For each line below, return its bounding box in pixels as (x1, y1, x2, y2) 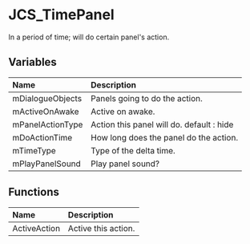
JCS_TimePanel (8, 6, 115, 24)
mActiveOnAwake (12, 106, 79, 117)
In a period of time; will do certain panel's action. (8, 32, 170, 42)
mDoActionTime (12, 132, 73, 143)
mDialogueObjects (12, 92, 83, 104)
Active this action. (67, 222, 135, 234)
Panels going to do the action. (91, 92, 203, 104)
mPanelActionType (12, 119, 83, 130)
